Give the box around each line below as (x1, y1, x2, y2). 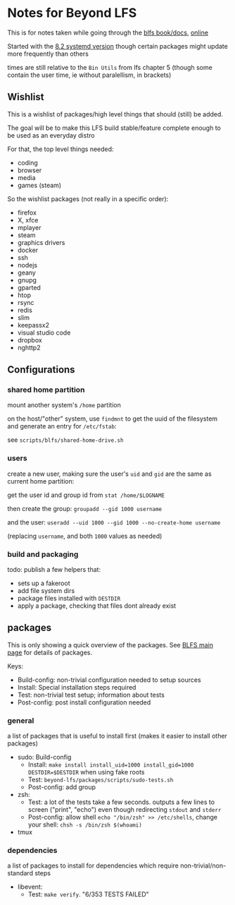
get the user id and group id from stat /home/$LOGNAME (7, 491, 165, 499)
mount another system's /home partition (7, 401, 121, 409)
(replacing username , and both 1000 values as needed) (7, 532, 163, 540)
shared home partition (7, 385, 85, 395)
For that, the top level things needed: (7, 145, 114, 153)
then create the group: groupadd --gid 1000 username (7, 504, 163, 513)
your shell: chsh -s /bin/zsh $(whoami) (27, 820, 142, 829)
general (7, 715, 34, 725)
